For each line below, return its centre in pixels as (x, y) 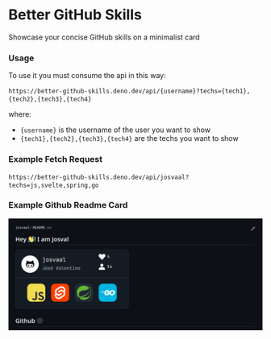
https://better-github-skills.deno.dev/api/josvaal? (99, 177)
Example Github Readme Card (68, 205)
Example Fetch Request (56, 159)
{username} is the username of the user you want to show (115, 130)
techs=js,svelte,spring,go (54, 185)
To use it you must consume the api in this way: (88, 76)
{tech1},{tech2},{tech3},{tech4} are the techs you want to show (129, 138)
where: (20, 114)
